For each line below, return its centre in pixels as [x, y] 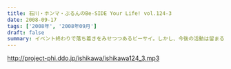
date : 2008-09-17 [32, 20]
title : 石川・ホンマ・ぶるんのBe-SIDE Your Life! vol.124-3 [90, 13]
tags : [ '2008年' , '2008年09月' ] [52, 26]
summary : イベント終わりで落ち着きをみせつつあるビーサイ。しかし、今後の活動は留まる [116, 39]
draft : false [26, 32]
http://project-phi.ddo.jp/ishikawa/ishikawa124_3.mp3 [83, 58]
